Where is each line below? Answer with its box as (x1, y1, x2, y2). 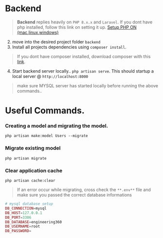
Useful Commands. (5, 105, 85, 116)
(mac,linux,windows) (17, 29, 59, 35)
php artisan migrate (5, 156, 47, 161)
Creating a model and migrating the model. (5, 122, 109, 129)
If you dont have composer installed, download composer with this (17, 53, 151, 59)
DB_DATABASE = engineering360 (5, 219, 62, 224)
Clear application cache (5, 167, 63, 174)
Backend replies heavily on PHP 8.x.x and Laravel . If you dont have (17, 19, 153, 25)
